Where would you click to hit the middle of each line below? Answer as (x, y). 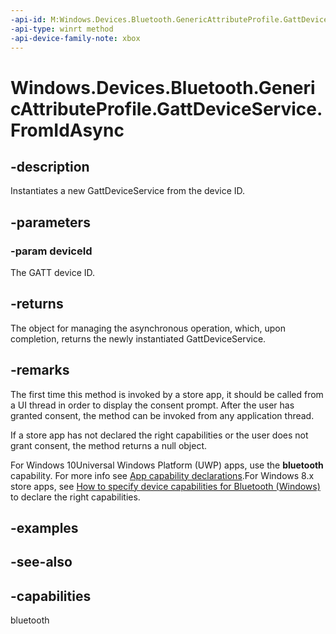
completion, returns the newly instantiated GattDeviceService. (138, 338)
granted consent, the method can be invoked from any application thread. (162, 415)
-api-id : (28, 19)
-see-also (41, 562)
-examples (44, 528)
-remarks (40, 370)
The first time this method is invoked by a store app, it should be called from (167, 394)
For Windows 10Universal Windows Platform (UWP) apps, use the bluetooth (167, 465)
